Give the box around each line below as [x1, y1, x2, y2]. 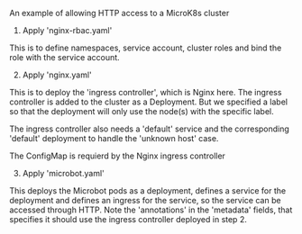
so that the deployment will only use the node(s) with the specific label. [9, 106, 275, 116]
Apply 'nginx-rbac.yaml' [22, 25, 113, 35]
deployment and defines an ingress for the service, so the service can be [9, 195, 281, 205]
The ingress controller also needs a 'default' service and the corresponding [9, 123, 290, 134]
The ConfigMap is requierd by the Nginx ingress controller [9, 150, 225, 161]
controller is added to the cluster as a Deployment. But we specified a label [9, 96, 288, 107]
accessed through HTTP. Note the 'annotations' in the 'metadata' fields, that [9, 204, 293, 215]
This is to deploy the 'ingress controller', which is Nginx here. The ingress [9, 87, 282, 97]
